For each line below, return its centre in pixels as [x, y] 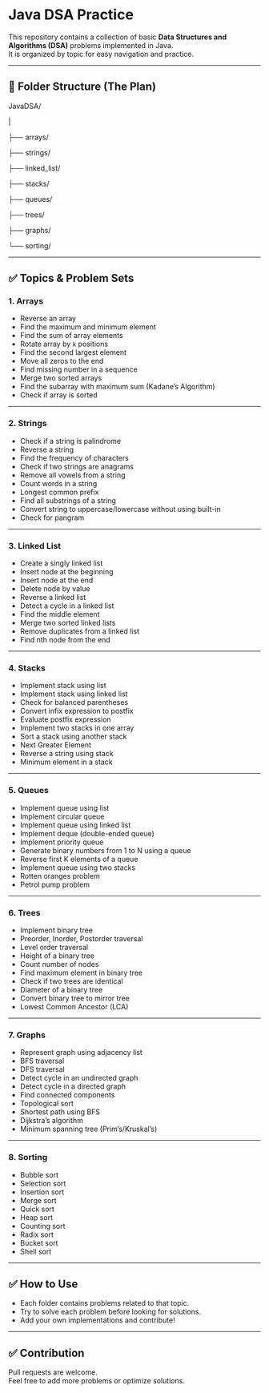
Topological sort [47, 1104]
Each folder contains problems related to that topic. [104, 1303]
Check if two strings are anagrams [77, 466]
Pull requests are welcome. [53, 1372]
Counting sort [42, 1226]
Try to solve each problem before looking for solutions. [110, 1312]
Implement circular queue [62, 816]
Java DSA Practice [71, 15]
